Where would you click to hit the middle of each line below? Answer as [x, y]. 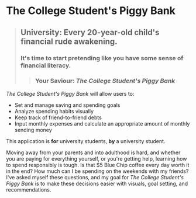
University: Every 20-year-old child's [90, 32]
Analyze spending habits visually [54, 111]
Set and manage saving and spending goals [67, 105]
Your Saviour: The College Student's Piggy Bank [105, 81]
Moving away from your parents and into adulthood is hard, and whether [93, 152]
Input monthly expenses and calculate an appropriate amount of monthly [102, 123]
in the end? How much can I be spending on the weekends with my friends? [97, 171]
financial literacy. [46, 65]
